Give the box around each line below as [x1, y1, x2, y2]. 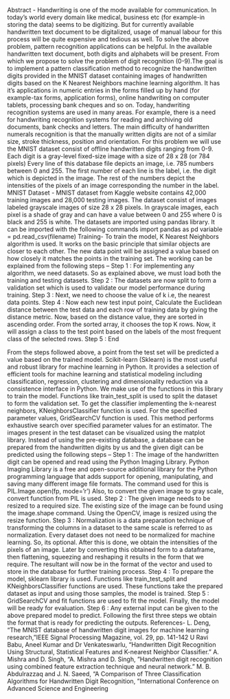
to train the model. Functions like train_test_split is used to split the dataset [7, 392, 218, 400]
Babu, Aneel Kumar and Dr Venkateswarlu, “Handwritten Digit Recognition [7, 641, 216, 649]
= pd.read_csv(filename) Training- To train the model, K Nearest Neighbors [7, 233, 220, 240]
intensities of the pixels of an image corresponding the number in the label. [7, 182, 220, 189]
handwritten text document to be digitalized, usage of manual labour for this [7, 28, 222, 36]
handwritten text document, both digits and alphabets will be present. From [7, 50, 220, 58]
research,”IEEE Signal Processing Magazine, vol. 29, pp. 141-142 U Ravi [7, 633, 209, 641]
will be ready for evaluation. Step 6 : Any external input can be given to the [7, 604, 218, 612]
